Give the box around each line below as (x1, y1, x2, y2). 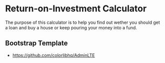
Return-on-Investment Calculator (5, 3, 147, 14)
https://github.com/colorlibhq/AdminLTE (12, 52, 95, 58)
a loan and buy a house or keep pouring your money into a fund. (5, 24, 137, 30)
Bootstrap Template (5, 39, 68, 48)
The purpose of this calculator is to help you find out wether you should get (5, 19, 161, 25)
